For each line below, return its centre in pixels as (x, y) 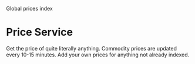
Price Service (40, 32)
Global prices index (29, 9)
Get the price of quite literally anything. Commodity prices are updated (92, 48)
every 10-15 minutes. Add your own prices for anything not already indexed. (98, 55)
